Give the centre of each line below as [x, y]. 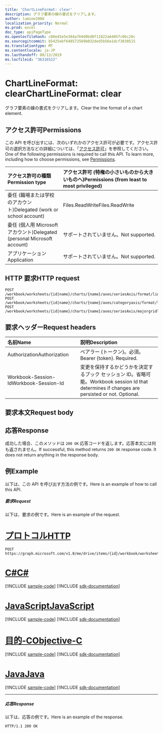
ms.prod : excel [20, 28]
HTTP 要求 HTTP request [42, 278]
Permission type [27, 182]
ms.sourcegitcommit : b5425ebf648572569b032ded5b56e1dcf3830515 [70, 41]
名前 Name [19, 342]
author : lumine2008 [25, 19]
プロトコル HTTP [38, 536]
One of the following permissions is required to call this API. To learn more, [80, 154]
